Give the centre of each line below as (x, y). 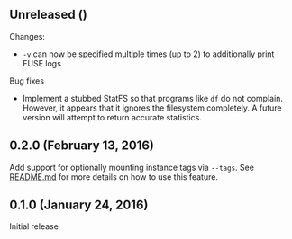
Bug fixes (27, 81)
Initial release (34, 226)
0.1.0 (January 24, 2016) (79, 205)
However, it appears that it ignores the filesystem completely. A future (152, 108)
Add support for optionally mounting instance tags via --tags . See (132, 167)
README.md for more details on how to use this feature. (114, 177)
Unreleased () (48, 15)
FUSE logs (41, 63)
